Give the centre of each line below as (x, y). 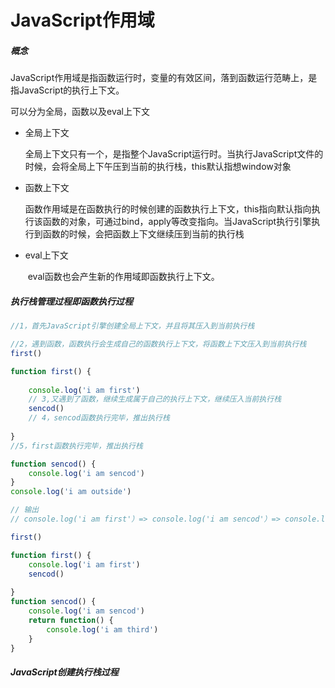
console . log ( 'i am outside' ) (71, 492)
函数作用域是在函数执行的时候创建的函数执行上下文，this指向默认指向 (168, 209)
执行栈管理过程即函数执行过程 (71, 301)
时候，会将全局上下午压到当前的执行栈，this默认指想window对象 (158, 167)
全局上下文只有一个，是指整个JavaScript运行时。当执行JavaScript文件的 (174, 154)
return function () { (71, 620)
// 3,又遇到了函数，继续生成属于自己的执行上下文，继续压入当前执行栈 (155, 399)
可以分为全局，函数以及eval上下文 (80, 112)
